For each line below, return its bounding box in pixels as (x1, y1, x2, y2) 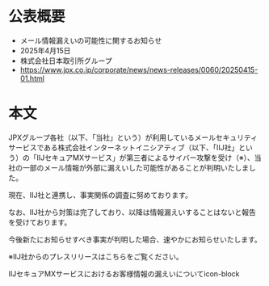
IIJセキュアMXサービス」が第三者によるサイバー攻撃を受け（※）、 (36, 153, 254, 162)
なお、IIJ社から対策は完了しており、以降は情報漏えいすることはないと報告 (8, 207, 257, 217)
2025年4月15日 (19, 45, 71, 55)
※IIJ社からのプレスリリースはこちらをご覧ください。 (8, 251, 183, 261)
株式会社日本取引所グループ (19, 56, 112, 65)
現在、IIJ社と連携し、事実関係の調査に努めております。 (8, 190, 192, 200)
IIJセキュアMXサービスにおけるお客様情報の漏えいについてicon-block (8, 268, 240, 279)
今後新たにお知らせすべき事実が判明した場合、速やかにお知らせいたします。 (8, 234, 263, 244)
